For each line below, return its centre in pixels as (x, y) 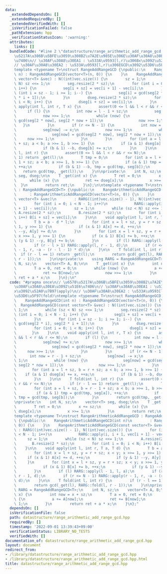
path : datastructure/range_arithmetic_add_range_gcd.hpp (70, 518)
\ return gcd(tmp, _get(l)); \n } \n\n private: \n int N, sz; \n (88, 171)
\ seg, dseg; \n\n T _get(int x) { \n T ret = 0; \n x (88, 176)
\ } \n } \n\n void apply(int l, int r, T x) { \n (78, 333)
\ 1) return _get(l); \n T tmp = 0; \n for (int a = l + (88, 157)
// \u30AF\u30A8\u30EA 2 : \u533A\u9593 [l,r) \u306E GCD (71, 65)
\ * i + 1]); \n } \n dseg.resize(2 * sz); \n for (88, 97)
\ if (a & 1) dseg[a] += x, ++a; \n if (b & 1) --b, (84, 374)
